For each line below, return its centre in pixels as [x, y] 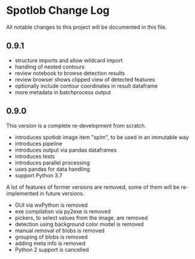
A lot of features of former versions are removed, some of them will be [93, 187]
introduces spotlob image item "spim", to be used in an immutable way [102, 137]
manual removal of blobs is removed [60, 230]
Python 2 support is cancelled [52, 249]
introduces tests [35, 156]
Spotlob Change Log [58, 10]
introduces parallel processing [52, 162]
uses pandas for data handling [52, 169]
